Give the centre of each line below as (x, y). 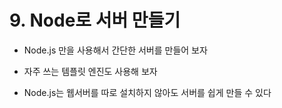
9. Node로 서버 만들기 (95, 20)
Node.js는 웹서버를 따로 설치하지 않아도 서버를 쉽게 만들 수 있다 (147, 92)
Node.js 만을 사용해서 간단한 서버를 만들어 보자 (115, 50)
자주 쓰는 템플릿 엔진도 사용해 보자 (90, 71)
